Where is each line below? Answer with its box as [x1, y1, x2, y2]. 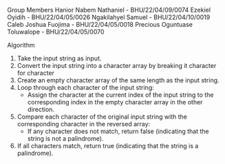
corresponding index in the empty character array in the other [27, 98, 203, 106]
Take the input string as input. [17, 54, 102, 62]
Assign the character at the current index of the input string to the [27, 91, 214, 99]
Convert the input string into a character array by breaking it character [17, 62, 217, 69]
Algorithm [7, 41, 35, 49]
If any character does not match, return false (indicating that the [27, 127, 209, 135]
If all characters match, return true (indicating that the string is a [17, 142, 199, 150]
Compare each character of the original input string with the [17, 113, 188, 121]
